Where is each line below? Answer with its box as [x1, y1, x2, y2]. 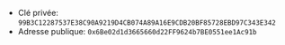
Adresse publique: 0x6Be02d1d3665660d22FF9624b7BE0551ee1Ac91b [17, 26, 257, 36]
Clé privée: [17, 8, 58, 18]
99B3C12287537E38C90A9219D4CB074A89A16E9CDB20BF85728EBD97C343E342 [17, 19, 276, 27]
